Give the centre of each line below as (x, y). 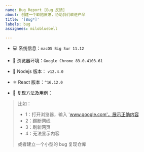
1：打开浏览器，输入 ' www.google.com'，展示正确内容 (82, 115)
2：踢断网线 (38, 121)
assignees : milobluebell (31, 29)
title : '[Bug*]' (22, 19)
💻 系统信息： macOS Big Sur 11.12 (48, 48)
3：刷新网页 (38, 127)
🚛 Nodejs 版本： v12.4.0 (38, 71)
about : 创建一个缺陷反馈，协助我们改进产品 (45, 15)
